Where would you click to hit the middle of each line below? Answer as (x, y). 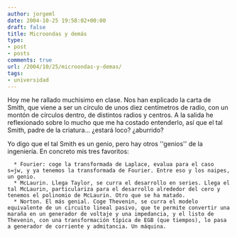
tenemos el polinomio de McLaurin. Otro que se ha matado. (97, 196)
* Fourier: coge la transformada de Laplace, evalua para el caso (114, 165)
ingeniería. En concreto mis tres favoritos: (68, 151)
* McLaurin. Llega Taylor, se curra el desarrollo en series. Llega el (122, 183)
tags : (15, 73)
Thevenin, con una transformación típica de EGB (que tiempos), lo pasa (117, 221)
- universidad (28, 80)
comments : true (30, 60)
